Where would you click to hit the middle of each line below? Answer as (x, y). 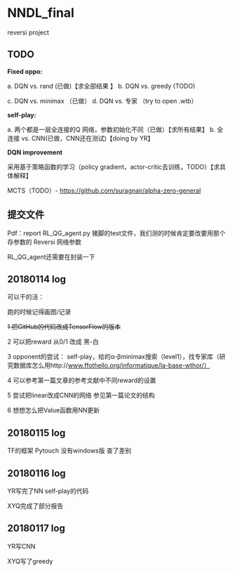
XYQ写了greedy (30, 561)
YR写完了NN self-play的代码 (48, 491)
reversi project (28, 32)
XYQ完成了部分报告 (35, 506)
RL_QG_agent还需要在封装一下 (51, 256)
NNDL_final (41, 13)
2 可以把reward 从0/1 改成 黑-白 (53, 342)
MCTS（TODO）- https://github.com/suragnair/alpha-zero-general (104, 190)
